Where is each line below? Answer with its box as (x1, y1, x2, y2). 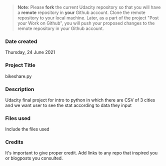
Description (5, 85, 34, 92)
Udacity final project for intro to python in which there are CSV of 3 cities (5, 97, 155, 103)
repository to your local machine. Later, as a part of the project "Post (17, 15, 159, 20)
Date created (5, 37, 37, 44)
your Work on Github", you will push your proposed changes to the (17, 20, 155, 26)
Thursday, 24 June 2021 (5, 49, 55, 55)
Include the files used (5, 126, 50, 132)
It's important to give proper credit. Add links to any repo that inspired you (5, 150, 158, 156)
